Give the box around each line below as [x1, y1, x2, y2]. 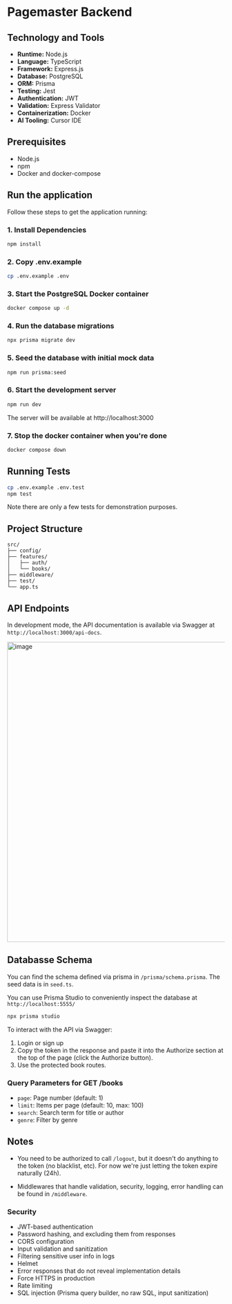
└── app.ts [7, 584, 39, 591]
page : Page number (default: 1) [17, 1094, 104, 1102]
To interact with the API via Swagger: [7, 1025, 113, 1034]
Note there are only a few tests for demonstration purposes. [7, 503, 178, 511]
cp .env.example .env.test [7, 484, 85, 491]
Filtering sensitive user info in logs [17, 1252, 115, 1260]
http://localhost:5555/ [7, 1000, 76, 1007]
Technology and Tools [7, 32, 105, 44]
